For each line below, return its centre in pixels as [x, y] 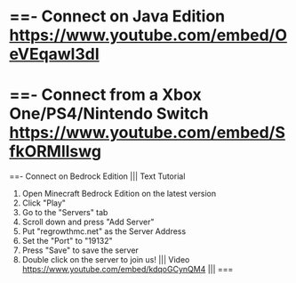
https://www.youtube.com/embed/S [148, 133]
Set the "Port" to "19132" [67, 241]
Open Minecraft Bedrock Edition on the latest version [119, 194]
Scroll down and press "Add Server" [88, 222]
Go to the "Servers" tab [65, 213]
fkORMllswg [56, 152]
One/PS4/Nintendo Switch [109, 114]
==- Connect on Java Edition [117, 16]
